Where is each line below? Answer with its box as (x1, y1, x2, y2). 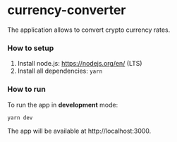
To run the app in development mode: (7, 100, 118, 109)
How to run (7, 84, 46, 94)
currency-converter (7, 2, 126, 18)
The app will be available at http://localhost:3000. (7, 126, 152, 135)
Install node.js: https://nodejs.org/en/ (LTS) (17, 59, 142, 68)
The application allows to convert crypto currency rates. (7, 25, 171, 34)
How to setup (7, 43, 54, 53)
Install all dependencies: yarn (17, 66, 103, 76)
